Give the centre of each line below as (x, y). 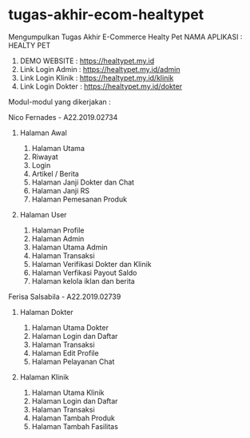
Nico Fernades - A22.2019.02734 (63, 117)
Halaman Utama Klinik (68, 392)
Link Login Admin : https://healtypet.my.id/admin (100, 69)
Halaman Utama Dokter (70, 327)
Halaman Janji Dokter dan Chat (83, 182)
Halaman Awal (44, 133)
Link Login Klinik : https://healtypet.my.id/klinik (97, 78)
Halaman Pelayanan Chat (73, 361)
